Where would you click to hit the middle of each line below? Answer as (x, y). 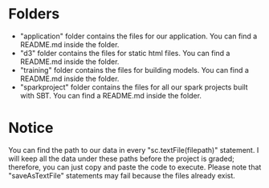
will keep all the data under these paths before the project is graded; (121, 158)
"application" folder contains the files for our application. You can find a (139, 36)
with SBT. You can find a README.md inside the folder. (111, 95)
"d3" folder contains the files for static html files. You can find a (125, 53)
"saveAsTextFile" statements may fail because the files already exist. (122, 175)
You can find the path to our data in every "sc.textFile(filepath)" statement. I (134, 150)
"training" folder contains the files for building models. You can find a (134, 70)
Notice (31, 128)
